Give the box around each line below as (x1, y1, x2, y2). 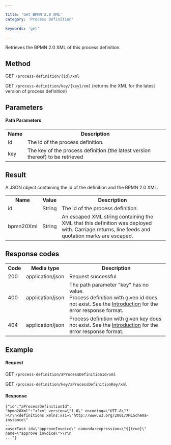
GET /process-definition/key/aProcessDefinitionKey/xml (5, 381, 127, 387)
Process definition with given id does (69, 294, 158, 301)
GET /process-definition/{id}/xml (5, 73, 80, 79)
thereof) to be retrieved (27, 153, 83, 160)
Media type (31, 264, 60, 272)
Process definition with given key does (69, 315, 162, 322)
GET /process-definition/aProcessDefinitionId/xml (5, 371, 116, 377)
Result (5, 171, 26, 180)
